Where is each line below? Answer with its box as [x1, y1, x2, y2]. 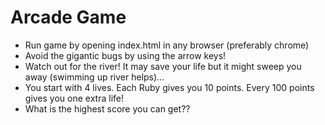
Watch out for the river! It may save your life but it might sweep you [24, 60, 302, 72]
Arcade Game [10, 6, 127, 29]
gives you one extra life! [24, 92, 124, 104]
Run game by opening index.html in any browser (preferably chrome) [24, 39, 310, 51]
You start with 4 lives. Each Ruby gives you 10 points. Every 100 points [24, 81, 315, 93]
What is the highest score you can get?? [24, 102, 191, 115]
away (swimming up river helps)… [24, 71, 165, 83]
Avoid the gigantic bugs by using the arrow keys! [24, 49, 227, 61]
